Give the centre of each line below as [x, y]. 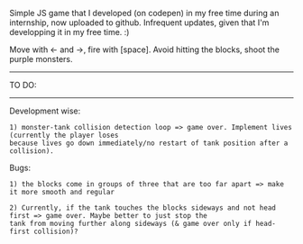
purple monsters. [41, 59]
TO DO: [23, 85]
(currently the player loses [64, 135]
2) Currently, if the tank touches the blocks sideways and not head [143, 208]
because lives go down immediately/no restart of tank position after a [149, 143]
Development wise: [45, 111]
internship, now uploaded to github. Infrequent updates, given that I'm [139, 23]
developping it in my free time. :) [69, 32]
